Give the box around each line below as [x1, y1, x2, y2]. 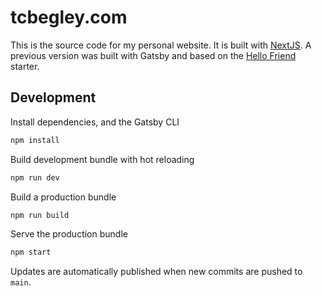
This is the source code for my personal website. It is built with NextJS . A [10, 39, 312, 51]
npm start [10, 247, 52, 258]
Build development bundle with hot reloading [10, 153, 195, 165]
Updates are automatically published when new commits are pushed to [10, 266, 303, 278]
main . [10, 276, 32, 288]
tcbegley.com [10, 6, 128, 29]
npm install [10, 135, 60, 145]
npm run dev [10, 172, 60, 183]
